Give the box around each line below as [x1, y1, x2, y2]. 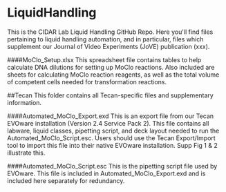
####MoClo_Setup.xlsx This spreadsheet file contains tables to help [7, 55, 202, 64]
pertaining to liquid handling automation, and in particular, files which [7, 35, 204, 43]
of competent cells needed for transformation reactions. [7, 77, 167, 86]
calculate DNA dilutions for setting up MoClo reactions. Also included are [7, 63, 215, 71]
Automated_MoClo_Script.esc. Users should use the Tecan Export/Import [7, 133, 216, 142]
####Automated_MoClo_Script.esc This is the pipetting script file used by [7, 162, 218, 170]
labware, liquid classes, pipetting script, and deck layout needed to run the [7, 126, 220, 135]
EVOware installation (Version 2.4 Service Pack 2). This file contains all [7, 119, 209, 127]
